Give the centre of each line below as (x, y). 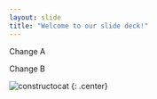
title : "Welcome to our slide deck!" (79, 26)
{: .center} (89, 86)
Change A (27, 51)
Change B (27, 69)
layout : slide (35, 17)
